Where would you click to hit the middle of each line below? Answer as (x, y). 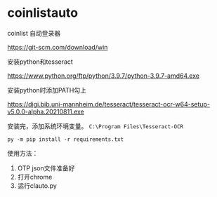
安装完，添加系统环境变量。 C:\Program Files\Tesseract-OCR (96, 126)
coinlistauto (43, 13)
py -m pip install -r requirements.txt (66, 139)
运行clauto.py (37, 185)
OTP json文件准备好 (46, 168)
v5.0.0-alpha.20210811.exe (46, 111)
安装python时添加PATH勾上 (47, 90)
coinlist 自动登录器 (34, 33)
